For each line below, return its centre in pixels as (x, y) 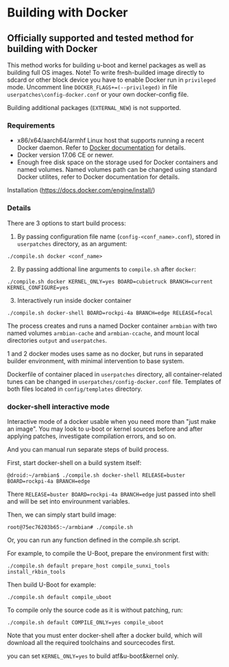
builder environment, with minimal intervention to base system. (96, 361)
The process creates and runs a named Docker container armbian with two (112, 326)
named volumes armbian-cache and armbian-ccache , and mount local (103, 333)
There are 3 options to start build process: (67, 223)
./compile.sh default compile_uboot (59, 597)
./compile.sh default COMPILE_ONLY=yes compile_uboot (86, 622)
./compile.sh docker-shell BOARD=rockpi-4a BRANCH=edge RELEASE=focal (110, 313)
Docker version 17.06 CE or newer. (65, 155)
